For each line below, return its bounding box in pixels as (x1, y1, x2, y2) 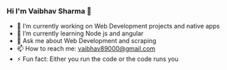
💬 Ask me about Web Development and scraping (16, 37, 156, 45)
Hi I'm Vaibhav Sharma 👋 (6, 6, 92, 16)
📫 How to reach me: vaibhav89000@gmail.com (16, 44, 156, 53)
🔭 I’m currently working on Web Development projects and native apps (16, 22, 221, 30)
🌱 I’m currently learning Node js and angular (16, 29, 144, 37)
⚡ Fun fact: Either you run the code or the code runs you (16, 55, 179, 63)
